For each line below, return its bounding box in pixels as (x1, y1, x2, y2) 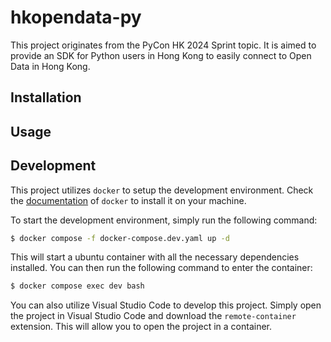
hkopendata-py (10, 6, 142, 29)
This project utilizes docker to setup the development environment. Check (10, 184, 314, 196)
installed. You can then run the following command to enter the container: (10, 262, 313, 274)
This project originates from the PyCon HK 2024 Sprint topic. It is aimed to (10, 39, 317, 51)
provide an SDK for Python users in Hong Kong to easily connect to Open (10, 49, 312, 61)
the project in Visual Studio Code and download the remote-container (10, 310, 297, 322)
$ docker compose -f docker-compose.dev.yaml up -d (10, 233, 230, 243)
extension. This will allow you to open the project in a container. (10, 321, 273, 333)
